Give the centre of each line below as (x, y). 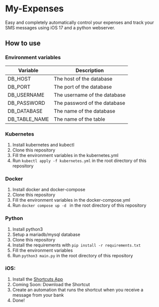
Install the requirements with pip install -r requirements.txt (77, 245)
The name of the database (84, 111)
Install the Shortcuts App (38, 279)
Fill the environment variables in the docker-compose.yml (71, 200)
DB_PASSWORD (27, 103)
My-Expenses (35, 9)
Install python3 (28, 229)
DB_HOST (19, 78)
